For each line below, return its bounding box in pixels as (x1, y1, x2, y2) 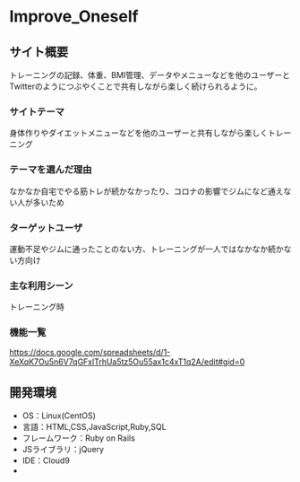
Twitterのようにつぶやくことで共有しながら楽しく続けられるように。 (9, 81, 262, 92)
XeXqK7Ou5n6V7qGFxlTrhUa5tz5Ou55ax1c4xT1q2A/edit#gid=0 (9, 356, 245, 367)
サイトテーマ (9, 105, 65, 118)
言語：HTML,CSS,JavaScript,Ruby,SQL (21, 422, 167, 433)
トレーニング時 (9, 302, 64, 312)
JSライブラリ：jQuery (21, 444, 105, 455)
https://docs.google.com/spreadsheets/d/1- (9, 347, 171, 358)
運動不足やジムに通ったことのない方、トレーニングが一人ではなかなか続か (9, 243, 284, 254)
